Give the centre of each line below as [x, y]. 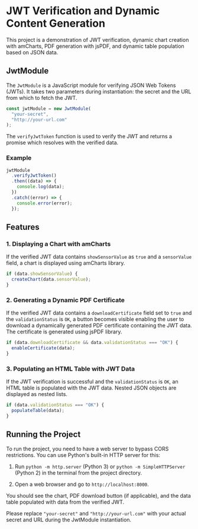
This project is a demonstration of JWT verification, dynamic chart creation [98, 40]
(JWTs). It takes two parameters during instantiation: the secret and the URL [99, 91]
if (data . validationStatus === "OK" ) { [55, 405]
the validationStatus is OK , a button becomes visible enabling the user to [95, 319]
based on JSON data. [32, 52]
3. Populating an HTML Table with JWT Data [71, 369]
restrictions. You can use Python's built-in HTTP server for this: [83, 455]
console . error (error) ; [45, 203]
